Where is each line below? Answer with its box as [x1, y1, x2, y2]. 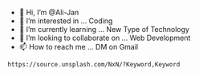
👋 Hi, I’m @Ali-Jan [18, 8, 79, 17]
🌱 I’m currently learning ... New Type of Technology [18, 25, 190, 34]
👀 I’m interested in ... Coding [18, 16, 113, 26]
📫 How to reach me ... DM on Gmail [18, 42, 138, 51]
